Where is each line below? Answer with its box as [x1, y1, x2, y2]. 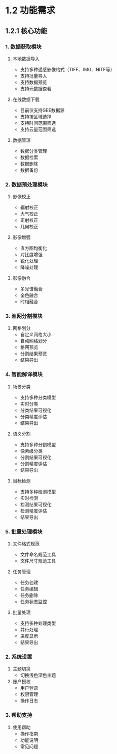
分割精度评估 [20, 461, 47, 467]
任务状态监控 [20, 599, 47, 605]
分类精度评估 [20, 413, 47, 419]
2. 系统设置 [5, 653, 32, 660]
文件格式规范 [12, 541, 40, 547]
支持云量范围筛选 [20, 126, 56, 132]
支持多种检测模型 [20, 489, 56, 495]
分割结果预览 [20, 351, 47, 357]
